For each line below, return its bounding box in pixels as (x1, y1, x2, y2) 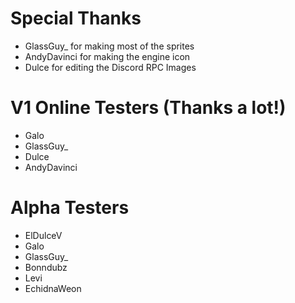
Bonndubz (24, 261, 68, 273)
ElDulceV (24, 229, 63, 241)
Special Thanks (10, 7, 142, 30)
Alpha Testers (10, 197, 130, 219)
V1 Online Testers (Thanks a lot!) (10, 97, 287, 119)
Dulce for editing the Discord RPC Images (24, 61, 197, 73)
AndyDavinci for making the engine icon (24, 50, 191, 62)
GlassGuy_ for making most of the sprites (24, 40, 195, 52)
